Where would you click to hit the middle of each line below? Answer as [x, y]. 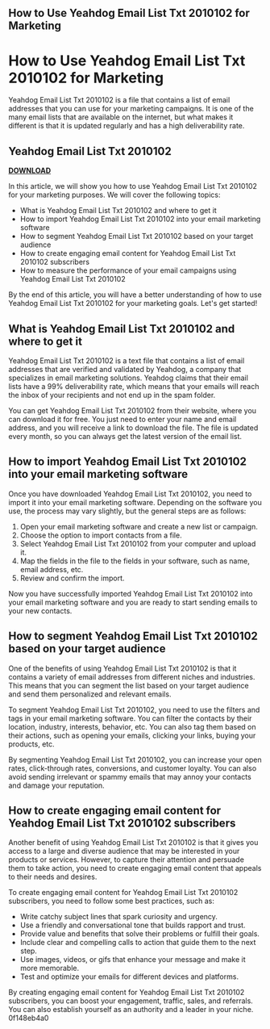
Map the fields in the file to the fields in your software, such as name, [135, 561]
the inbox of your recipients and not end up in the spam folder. [112, 395]
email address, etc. [52, 569]
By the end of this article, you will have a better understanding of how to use [135, 295]
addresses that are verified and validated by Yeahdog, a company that [125, 369]
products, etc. [31, 744]
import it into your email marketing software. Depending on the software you [135, 502]
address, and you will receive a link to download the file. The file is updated [133, 428]
